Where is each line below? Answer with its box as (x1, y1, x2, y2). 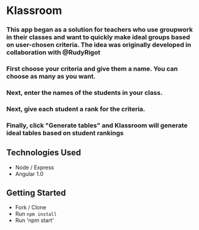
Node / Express (15, 164, 55, 171)
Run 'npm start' (15, 217, 54, 224)
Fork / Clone (15, 204, 47, 211)
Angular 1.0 (15, 170, 44, 177)
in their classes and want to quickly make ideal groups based (6, 33, 190, 41)
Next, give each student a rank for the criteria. (6, 105, 145, 113)
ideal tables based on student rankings (6, 128, 124, 137)
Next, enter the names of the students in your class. (6, 88, 163, 97)
